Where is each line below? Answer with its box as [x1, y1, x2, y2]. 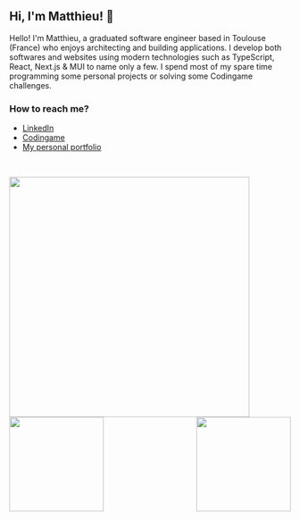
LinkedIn [21, 122, 54, 134]
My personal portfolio [21, 142, 102, 153]
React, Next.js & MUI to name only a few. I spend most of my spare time [9, 61, 272, 71]
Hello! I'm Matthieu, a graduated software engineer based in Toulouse [9, 32, 266, 43]
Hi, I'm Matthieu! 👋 [9, 9, 114, 24]
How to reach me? [9, 102, 89, 114]
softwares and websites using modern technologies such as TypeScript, [9, 51, 275, 63]
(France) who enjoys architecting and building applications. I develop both [9, 42, 282, 53]
